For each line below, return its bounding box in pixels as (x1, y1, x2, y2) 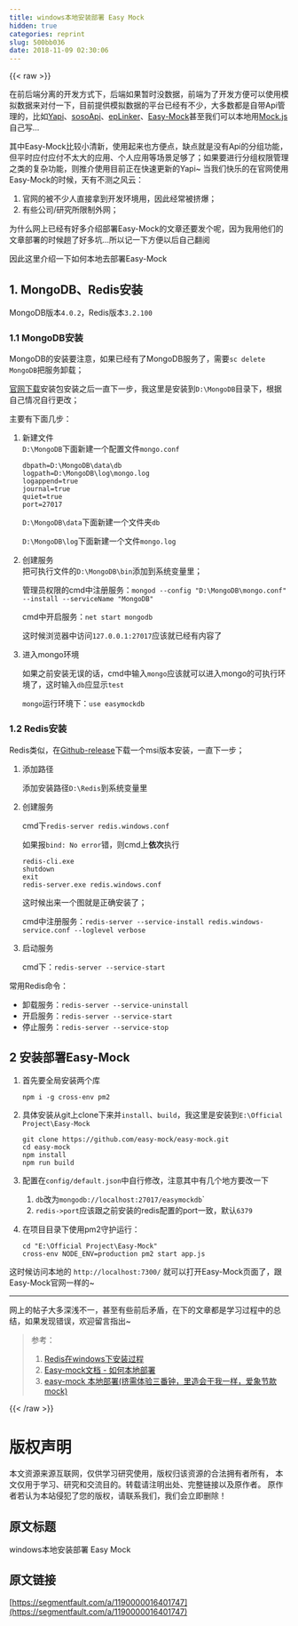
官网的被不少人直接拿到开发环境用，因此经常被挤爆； (21, 193, 217, 205)
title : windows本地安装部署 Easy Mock (9, 12, 145, 22)
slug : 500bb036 (9, 37, 66, 47)
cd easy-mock (21, 1143, 71, 1152)
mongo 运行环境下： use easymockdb (21, 698, 145, 709)
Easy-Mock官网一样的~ (9, 1277, 95, 1288)
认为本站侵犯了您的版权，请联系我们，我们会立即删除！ (24, 1491, 227, 1501)
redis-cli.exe (21, 857, 74, 865)
